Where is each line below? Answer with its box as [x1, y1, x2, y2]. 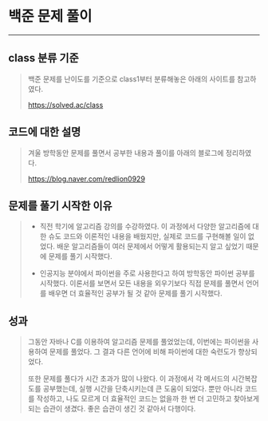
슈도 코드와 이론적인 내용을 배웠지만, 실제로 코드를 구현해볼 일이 [48, 232, 246, 241]
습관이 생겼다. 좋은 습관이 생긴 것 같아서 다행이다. [42, 404, 196, 414]
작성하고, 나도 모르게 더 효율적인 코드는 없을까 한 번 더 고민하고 [36, 394, 232, 403]
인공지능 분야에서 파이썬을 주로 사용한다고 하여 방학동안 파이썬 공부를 [39, 268, 255, 278]
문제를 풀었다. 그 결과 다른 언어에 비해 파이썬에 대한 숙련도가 [49, 347, 237, 356]
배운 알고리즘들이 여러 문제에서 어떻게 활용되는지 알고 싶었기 [57, 241, 245, 252]
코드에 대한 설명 [8, 125, 81, 139]
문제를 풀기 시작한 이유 [8, 199, 113, 212]
